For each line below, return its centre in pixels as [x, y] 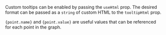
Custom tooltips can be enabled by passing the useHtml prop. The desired [81, 7]
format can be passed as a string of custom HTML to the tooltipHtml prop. [83, 12]
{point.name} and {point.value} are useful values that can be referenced [81, 22]
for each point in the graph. [33, 27]
